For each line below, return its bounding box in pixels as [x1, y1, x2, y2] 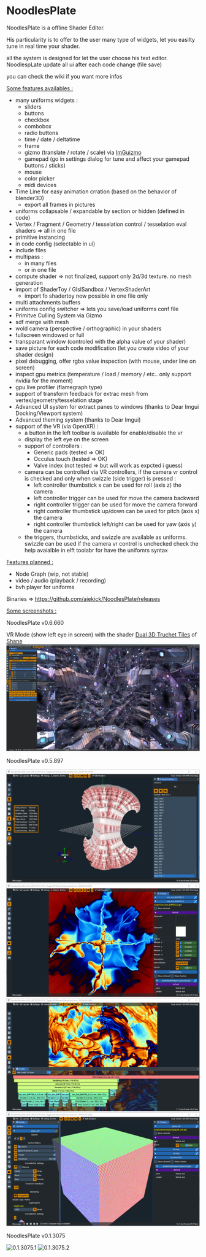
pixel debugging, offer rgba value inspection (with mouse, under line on [15, 357, 196, 365]
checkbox [24, 116, 50, 123]
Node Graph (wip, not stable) [15, 570, 89, 578]
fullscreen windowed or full [15, 331, 85, 338]
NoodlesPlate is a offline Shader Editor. [6, 24, 105, 31]
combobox [24, 122, 52, 130]
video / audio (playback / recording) [15, 576, 106, 584]
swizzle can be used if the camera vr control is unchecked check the [24, 540, 199, 547]
